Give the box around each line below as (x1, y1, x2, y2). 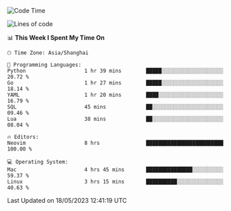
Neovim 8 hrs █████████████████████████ (7, 140, 224, 146)
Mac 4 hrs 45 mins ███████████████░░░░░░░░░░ (7, 166, 224, 173)
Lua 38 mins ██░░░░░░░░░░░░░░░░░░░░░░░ (7, 115, 224, 122)
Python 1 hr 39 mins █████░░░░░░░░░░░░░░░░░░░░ (7, 67, 224, 74)
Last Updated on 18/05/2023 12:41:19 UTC (7, 197, 128, 204)
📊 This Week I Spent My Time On (7, 34, 105, 41)
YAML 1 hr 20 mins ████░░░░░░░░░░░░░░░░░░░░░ (7, 91, 224, 98)
